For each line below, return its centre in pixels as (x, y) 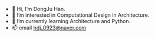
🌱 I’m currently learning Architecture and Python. (71, 21)
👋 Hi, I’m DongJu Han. (39, 9)
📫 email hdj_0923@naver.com (49, 28)
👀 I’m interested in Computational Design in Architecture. (80, 15)
